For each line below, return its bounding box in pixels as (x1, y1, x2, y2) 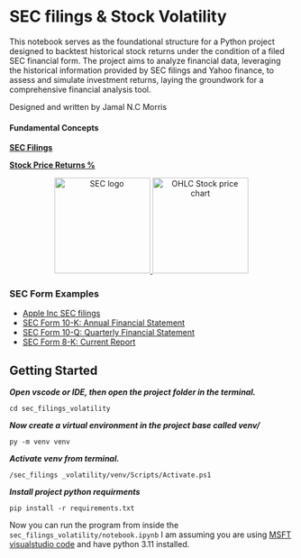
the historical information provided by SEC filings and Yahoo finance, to (9, 65, 275, 76)
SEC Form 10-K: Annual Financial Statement (22, 317, 186, 328)
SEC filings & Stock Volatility (9, 6, 227, 27)
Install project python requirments (9, 487, 141, 498)
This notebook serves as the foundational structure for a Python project (9, 36, 275, 47)
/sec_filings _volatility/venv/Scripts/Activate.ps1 (9, 471, 212, 480)
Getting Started (9, 362, 98, 378)
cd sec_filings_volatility (9, 404, 111, 414)
